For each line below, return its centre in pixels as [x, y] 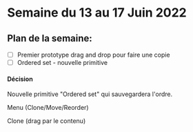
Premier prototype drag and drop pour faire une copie [93, 55]
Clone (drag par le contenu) [47, 121]
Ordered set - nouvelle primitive [62, 63]
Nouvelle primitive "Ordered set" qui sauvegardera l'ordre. [90, 94]
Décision [20, 79]
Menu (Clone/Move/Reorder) [48, 108]
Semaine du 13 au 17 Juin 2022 [97, 13]
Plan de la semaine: [50, 38]
